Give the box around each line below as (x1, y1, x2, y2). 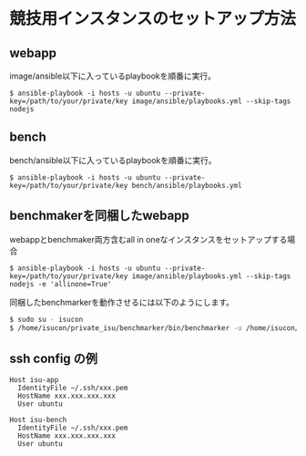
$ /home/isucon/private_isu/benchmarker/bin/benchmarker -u (9, 323, 243, 333)
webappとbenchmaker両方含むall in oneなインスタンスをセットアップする (9, 233, 288, 244)
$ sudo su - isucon (9, 315, 84, 324)
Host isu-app (9, 376, 59, 385)
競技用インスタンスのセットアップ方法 (9, 8, 296, 29)
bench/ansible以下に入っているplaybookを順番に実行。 (9, 154, 217, 165)
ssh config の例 (9, 350, 98, 366)
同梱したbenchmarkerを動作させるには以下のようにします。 (9, 296, 235, 307)
